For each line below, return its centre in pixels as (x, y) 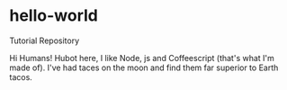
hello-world (54, 16)
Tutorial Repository (45, 40)
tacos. (21, 76)
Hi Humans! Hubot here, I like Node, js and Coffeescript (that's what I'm (142, 58)
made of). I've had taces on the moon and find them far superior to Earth (144, 67)
